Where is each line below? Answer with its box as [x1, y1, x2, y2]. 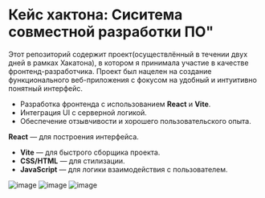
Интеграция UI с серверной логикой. [19, 107, 147, 118]
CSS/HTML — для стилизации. [19, 155, 125, 166]
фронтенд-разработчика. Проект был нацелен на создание [8, 66, 212, 76]
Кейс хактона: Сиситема [8, 6, 183, 24]
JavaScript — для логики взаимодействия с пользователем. [19, 164, 228, 174]
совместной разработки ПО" [8, 23, 214, 41]
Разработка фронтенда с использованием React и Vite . [19, 99, 211, 109]
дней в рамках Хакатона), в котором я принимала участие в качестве [8, 58, 249, 68]
